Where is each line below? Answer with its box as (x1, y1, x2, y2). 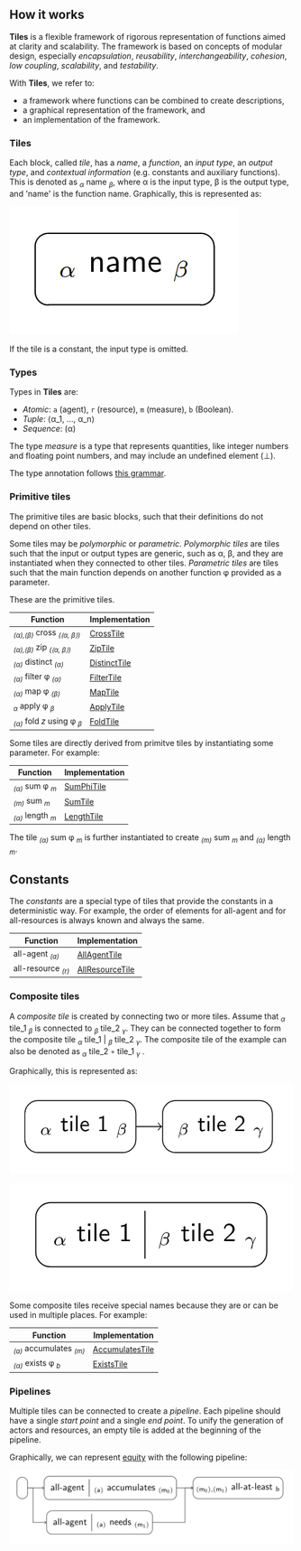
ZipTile (89, 643, 115, 654)
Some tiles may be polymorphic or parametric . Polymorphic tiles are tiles (9, 537, 280, 549)
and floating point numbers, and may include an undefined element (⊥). (9, 451, 277, 462)
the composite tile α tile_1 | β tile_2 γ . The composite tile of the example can (9, 1034, 287, 1047)
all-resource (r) (13, 963, 70, 976)
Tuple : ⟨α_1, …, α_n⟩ (22, 414, 95, 425)
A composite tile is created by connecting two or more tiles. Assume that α (9, 1011, 286, 1023)
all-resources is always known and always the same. (9, 915, 205, 926)
